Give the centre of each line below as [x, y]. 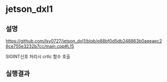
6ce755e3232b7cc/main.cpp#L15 [40, 46]
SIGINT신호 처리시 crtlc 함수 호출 [38, 56]
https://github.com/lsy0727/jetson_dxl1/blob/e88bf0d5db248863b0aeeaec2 [84, 41]
